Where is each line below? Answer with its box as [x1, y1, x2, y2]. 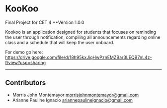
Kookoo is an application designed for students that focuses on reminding [5, 29, 157, 35]
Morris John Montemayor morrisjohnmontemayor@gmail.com [12, 92, 139, 98]
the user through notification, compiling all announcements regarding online [5, 34, 161, 40]
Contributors [5, 79, 46, 87]
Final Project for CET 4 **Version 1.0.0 [5, 19, 84, 25]
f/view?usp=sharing [5, 59, 46, 65]
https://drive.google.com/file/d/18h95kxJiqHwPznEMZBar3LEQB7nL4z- [5, 54, 153, 60]
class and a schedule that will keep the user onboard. [5, 39, 114, 45]
